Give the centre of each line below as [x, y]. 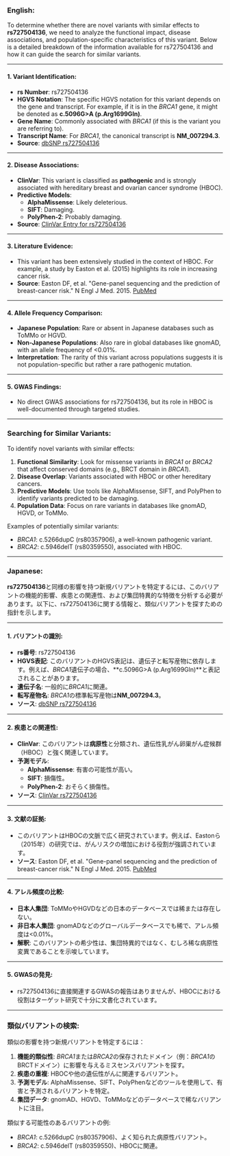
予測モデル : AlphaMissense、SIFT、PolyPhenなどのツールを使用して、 [117, 1083]
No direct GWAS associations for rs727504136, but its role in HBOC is [115, 402]
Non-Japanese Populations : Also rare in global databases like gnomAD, [119, 343]
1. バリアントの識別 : [35, 636]
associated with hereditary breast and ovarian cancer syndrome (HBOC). [120, 187]
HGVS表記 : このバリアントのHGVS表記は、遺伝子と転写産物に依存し [114, 661]
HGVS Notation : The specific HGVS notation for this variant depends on [118, 99]
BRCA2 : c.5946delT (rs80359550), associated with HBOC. [100, 546]
